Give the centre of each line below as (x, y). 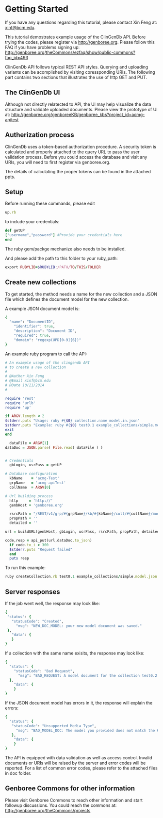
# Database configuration (31, 474)
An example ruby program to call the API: (46, 354)
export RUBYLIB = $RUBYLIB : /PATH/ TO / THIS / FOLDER (53, 267)
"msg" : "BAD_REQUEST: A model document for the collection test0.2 (88, 675)
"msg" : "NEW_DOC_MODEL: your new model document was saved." (79, 626)
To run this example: (25, 568)
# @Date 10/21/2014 (25, 385)
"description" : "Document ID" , (45, 331)
